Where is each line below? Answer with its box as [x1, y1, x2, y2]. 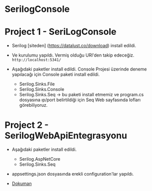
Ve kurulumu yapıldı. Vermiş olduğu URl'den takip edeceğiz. [11, 52, 135, 58]
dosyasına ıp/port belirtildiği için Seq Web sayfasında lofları [19, 97, 141, 103]
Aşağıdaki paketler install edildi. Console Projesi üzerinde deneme [11, 66, 147, 72]
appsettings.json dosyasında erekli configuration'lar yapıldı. [11, 171, 134, 177]
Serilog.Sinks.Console [19, 86, 65, 92]
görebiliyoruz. [19, 102, 48, 108]
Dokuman [11, 181, 32, 187]
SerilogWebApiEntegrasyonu [4, 130, 127, 141]
